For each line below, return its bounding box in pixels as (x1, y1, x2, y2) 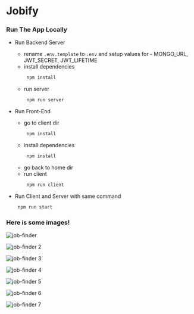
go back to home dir (23, 164, 73, 171)
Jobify (6, 4, 39, 18)
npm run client (26, 182, 64, 188)
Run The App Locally (6, 26, 67, 34)
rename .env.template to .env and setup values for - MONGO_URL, (23, 51, 189, 58)
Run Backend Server (14, 39, 65, 46)
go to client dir (23, 119, 60, 126)
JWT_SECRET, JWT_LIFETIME (23, 57, 98, 64)
